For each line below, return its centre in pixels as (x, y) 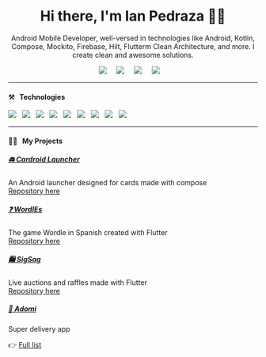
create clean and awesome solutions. (133, 55)
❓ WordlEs (25, 210)
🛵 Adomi (23, 309)
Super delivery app (39, 329)
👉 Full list (25, 344)
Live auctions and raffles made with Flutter (78, 282)
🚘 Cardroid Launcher (44, 160)
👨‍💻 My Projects (36, 141)
